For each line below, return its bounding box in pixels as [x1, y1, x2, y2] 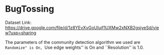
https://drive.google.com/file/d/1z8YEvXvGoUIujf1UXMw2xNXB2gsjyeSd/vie [5, 24, 159, 30]
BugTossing [5, 3, 54, 15]
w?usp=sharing [5, 30, 37, 36]
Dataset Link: [5, 19, 32, 25]
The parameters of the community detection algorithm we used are [5, 39, 141, 45]
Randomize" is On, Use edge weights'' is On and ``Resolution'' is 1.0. [5, 44, 144, 50]
